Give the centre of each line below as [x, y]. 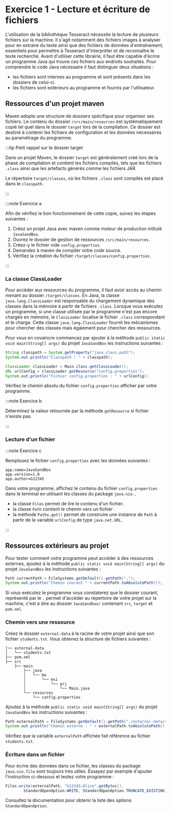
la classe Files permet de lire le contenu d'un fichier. [68, 503]
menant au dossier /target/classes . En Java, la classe [62, 295]
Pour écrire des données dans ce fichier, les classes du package [73, 766]
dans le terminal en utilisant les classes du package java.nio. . [71, 494]
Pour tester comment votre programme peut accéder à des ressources [79, 558]
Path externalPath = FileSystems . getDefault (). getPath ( [66, 721]
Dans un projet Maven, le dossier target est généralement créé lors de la [82, 157]
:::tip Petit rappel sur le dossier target [44, 147]
